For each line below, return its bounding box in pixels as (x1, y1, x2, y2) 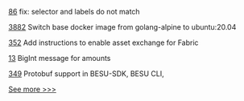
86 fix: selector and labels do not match (8, 7, 140, 16)
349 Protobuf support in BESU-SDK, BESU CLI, (8, 69, 165, 79)
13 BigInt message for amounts (8, 54, 111, 63)
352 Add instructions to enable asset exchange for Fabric (8, 38, 199, 47)
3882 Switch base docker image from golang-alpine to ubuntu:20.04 (8, 22, 237, 31)
